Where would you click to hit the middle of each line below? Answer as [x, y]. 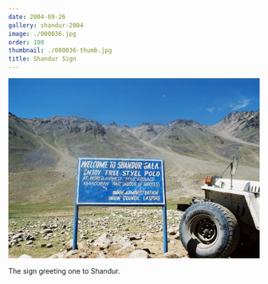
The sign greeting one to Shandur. [64, 271]
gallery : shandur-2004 [46, 25]
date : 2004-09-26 [37, 17]
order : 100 [26, 42]
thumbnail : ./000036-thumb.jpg [60, 51]
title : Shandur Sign [43, 59]
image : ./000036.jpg [43, 34]
